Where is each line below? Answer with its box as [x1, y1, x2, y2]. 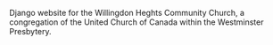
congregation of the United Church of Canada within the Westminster [9, 17, 264, 27]
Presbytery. [9, 26, 52, 36]
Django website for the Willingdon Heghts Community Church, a [9, 8, 245, 18]
